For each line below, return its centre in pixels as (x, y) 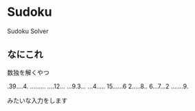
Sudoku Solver (28, 31)
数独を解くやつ (28, 72)
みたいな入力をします (37, 100)
